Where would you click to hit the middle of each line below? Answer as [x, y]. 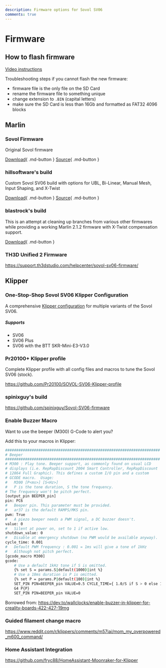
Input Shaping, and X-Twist [33, 188]
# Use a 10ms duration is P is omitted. [56, 575]
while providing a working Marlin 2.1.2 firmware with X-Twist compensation [82, 227]
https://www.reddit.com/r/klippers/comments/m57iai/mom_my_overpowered [83, 631]
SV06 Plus [23, 340]
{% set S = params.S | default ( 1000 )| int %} [58, 570]
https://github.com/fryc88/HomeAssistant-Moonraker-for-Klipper [72, 661]
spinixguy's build [26, 397]
